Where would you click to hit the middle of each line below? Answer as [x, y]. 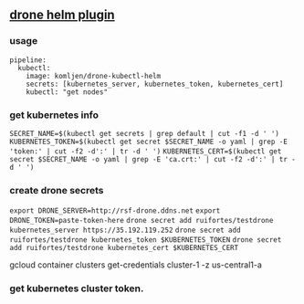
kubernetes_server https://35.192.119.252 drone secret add [125, 231]
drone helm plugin [63, 15]
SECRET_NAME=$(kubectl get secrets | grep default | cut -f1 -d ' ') [145, 133]
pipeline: [28, 60]
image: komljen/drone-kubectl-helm [94, 76]
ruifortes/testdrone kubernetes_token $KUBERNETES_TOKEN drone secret [146, 240]
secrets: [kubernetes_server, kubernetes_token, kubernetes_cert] [155, 84]
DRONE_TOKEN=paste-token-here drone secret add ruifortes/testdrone [142, 221]
